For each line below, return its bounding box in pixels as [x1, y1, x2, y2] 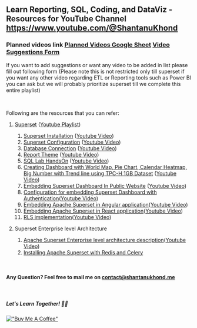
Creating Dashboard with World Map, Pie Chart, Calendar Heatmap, [23, 163, 187, 170]
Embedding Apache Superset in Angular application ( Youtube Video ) [23, 201, 188, 208]
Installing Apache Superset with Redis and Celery [23, 249, 143, 256]
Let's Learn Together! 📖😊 [6, 300, 69, 307]
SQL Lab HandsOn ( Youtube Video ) [23, 157, 109, 164]
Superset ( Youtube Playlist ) [14, 121, 81, 128]
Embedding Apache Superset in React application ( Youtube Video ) [23, 207, 183, 214]
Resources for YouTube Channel [6, 14, 127, 24]
